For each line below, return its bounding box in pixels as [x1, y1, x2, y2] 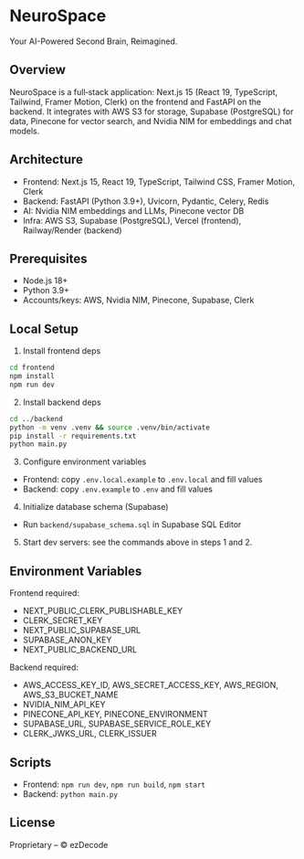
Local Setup [9, 321, 79, 336]
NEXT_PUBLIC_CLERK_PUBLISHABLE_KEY [22, 605, 183, 617]
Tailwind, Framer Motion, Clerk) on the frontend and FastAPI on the [9, 96, 262, 107]
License [9, 815, 56, 831]
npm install [9, 372, 55, 381]
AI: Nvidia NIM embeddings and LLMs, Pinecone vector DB [22, 205, 245, 216]
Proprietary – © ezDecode [9, 839, 109, 850]
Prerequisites [9, 250, 88, 266]
